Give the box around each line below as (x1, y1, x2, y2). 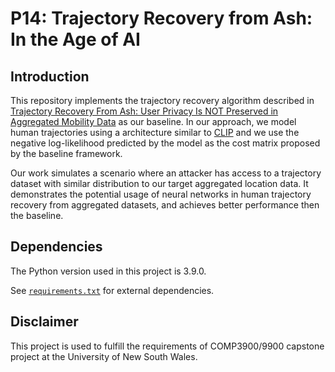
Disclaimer (10, 313, 79, 331)
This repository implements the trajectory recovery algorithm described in (10, 95, 315, 106)
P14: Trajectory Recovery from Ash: (10, 7, 313, 30)
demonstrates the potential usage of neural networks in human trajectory (10, 188, 312, 200)
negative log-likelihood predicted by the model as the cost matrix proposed (10, 137, 321, 149)
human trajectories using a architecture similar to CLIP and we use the (10, 127, 300, 138)
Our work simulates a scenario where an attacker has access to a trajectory (10, 167, 322, 179)
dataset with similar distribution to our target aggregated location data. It (10, 178, 309, 189)
